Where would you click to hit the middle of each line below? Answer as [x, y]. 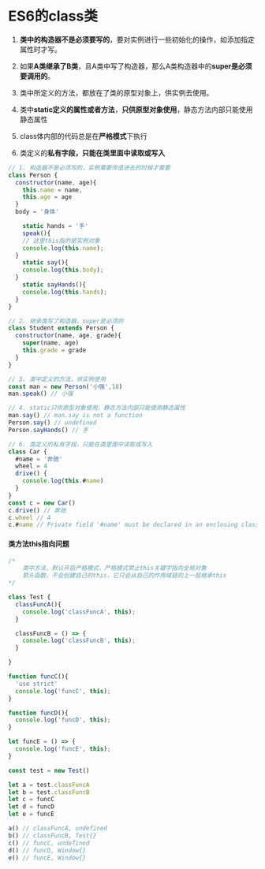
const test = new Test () [49, 770]
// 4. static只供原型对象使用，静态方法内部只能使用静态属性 [97, 408]
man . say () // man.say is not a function [76, 416]
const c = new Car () [42, 503]
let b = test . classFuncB [49, 792]
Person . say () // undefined [52, 423]
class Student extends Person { [61, 328]
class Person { [33, 175]
